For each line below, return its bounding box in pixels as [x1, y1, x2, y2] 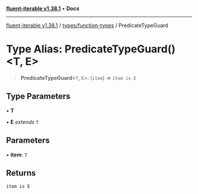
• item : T [6, 151, 28, 158]
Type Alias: [6, 42, 63, 56]
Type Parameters [6, 91, 71, 102]
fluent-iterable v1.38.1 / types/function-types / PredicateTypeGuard [6, 22, 169, 29]
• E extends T [6, 118, 39, 125]
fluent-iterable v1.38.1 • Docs [6, 5, 80, 12]
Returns [6, 168, 37, 178]
